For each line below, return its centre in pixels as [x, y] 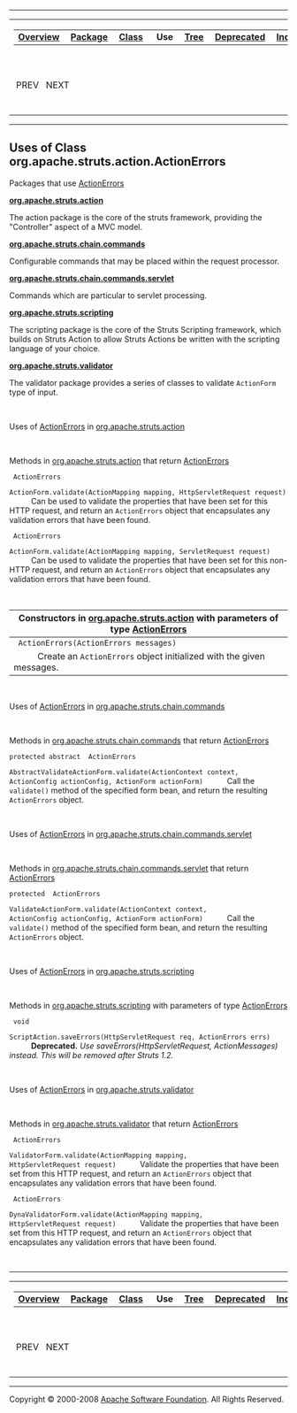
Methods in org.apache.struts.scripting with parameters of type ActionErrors [148, 1005]
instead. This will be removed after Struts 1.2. [91, 1055]
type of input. [34, 392]
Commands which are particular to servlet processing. [108, 295]
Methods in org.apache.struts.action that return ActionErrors [119, 460]
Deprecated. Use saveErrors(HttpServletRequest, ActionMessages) [154, 1046]
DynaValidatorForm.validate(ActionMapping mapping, [106, 1214]
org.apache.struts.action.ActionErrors [118, 161]
